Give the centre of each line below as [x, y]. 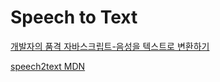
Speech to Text [74, 17]
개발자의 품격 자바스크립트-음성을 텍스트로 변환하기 [110, 46]
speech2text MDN [48, 66]
